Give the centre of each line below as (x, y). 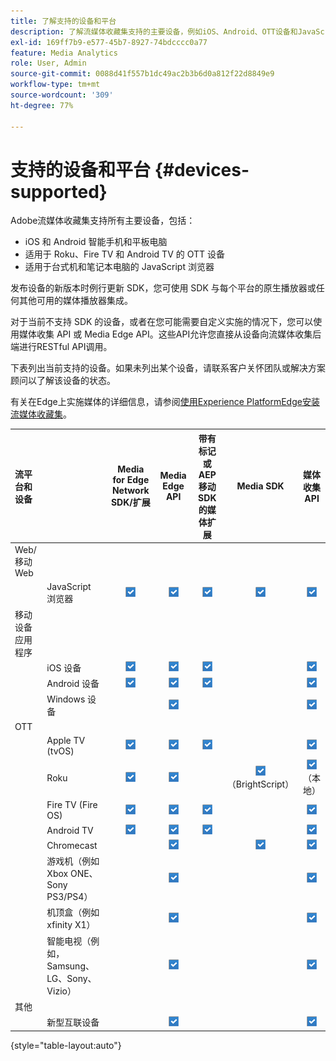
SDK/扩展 (130, 502)
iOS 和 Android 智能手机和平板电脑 (96, 242)
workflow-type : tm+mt (55, 85)
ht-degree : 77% (42, 105)
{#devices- (202, 169)
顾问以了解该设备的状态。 (63, 381)
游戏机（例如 (73, 861)
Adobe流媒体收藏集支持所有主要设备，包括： (103, 221)
